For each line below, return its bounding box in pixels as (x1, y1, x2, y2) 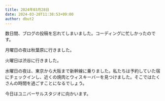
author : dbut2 (5, 16, 34, 21)
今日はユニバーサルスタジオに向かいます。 (5, 91, 91, 97)
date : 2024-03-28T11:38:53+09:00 (5, 12, 74, 17)
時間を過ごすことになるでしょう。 (18, 80, 87, 86)
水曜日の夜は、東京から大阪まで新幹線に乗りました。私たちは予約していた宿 (5, 68, 161, 74)
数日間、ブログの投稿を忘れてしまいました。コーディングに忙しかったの (5, 31, 152, 36)
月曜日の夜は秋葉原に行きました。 (5, 47, 74, 53)
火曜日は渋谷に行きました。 (5, 58, 62, 64)
